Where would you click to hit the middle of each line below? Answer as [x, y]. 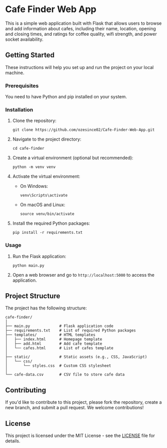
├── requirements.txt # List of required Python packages [71, 331]
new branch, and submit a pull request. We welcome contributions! [75, 408]
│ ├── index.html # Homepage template [54, 339]
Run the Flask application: [39, 256]
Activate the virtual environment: [46, 176]
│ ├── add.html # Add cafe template [54, 344]
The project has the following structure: [46, 308]
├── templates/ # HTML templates [50, 335]
